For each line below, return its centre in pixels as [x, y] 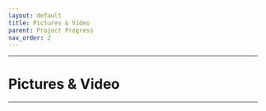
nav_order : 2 [30, 38]
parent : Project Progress [51, 30]
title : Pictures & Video [49, 23]
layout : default [35, 15]
